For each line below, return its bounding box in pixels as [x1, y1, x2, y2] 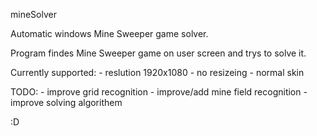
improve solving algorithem [10, 97, 123, 108]
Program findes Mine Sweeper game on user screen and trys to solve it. [10, 47, 307, 59]
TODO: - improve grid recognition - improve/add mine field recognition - [10, 86, 308, 98]
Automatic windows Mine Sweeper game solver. [10, 28, 209, 39]
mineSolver [10, 9, 57, 20]
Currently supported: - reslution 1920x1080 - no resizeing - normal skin [10, 67, 305, 78]
